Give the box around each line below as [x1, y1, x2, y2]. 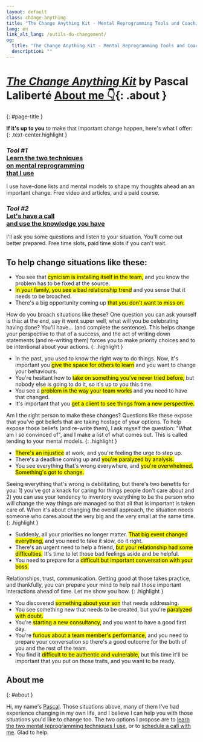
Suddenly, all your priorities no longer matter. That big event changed [14, 531, 188, 538]
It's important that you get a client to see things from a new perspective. [14, 400, 195, 407]
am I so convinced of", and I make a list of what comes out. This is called [6, 431, 187, 439]
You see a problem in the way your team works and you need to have [14, 387, 187, 394]
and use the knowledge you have [6, 219, 105, 228]
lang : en [6, 25, 28, 32]
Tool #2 [6, 204, 29, 212]
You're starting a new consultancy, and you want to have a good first [14, 619, 187, 626]
